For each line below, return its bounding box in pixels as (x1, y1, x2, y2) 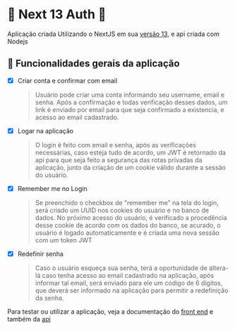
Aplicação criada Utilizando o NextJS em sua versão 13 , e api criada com (7, 30, 220, 38)
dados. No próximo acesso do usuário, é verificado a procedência (35, 213, 227, 221)
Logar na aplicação (17, 126, 74, 135)
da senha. (35, 294, 64, 302)
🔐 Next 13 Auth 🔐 (7, 6, 107, 23)
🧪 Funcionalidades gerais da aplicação (7, 58, 180, 70)
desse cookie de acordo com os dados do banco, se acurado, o (35, 221, 221, 229)
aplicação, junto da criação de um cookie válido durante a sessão (35, 163, 226, 171)
